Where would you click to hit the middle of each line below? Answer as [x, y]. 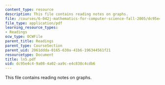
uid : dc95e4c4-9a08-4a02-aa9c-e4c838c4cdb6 [50, 64]
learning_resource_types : [31, 28]
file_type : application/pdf [34, 23]
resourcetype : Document [29, 55]
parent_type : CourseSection [34, 46]
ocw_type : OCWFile [24, 37]
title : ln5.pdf [21, 59]
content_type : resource [29, 9]
